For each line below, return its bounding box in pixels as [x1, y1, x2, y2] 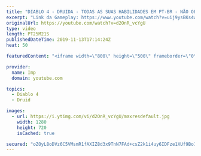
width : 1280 [17, 119, 47, 125]
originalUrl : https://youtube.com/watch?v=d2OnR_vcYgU [6, 20, 146, 26]
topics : [6, 86, 26, 92]
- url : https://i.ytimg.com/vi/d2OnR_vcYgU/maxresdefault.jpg [11, 113, 170, 119]
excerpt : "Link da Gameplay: [6, 14, 79, 20]
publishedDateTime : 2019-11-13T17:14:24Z [6, 37, 111, 43]
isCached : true [17, 130, 55, 136]
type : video [6, 25, 36, 32]
